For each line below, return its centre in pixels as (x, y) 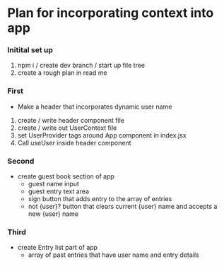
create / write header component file (71, 120)
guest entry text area (59, 191)
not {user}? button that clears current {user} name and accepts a (123, 207)
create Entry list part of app (57, 248)
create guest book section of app (66, 176)
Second (21, 161)
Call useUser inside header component (75, 143)
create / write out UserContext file (67, 128)
